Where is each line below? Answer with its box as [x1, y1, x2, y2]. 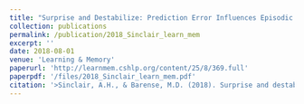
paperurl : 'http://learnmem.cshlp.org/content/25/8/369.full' [9, 64, 249, 73]
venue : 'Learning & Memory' [9, 55, 116, 64]
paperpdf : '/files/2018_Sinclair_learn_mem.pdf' [9, 72, 196, 81]
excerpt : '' [9, 38, 54, 48]
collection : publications [9, 22, 107, 31]
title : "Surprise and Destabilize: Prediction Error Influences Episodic [9, 13, 294, 23]
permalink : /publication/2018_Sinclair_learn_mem [9, 30, 201, 39]
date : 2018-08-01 [9, 47, 75, 56]
